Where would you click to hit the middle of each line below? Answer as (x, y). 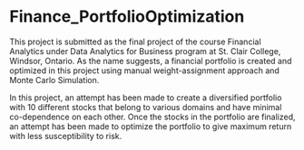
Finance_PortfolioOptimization (127, 17)
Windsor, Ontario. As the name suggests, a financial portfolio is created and (151, 61)
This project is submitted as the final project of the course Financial (135, 42)
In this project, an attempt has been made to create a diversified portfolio (146, 98)
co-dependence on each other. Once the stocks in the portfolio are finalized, (153, 117)
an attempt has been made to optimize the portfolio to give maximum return (151, 126)
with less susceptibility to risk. (66, 136)
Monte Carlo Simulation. (54, 80)
